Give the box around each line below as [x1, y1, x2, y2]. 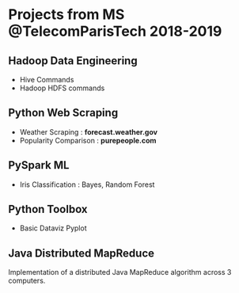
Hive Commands [19, 75, 74, 84]
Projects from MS [8, 6, 125, 24]
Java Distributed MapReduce [8, 246, 155, 260]
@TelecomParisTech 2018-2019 [8, 22, 222, 40]
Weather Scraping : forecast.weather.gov [19, 127, 158, 136]
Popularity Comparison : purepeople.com [19, 135, 157, 145]
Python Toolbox [8, 203, 89, 216]
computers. [8, 276, 46, 286]
